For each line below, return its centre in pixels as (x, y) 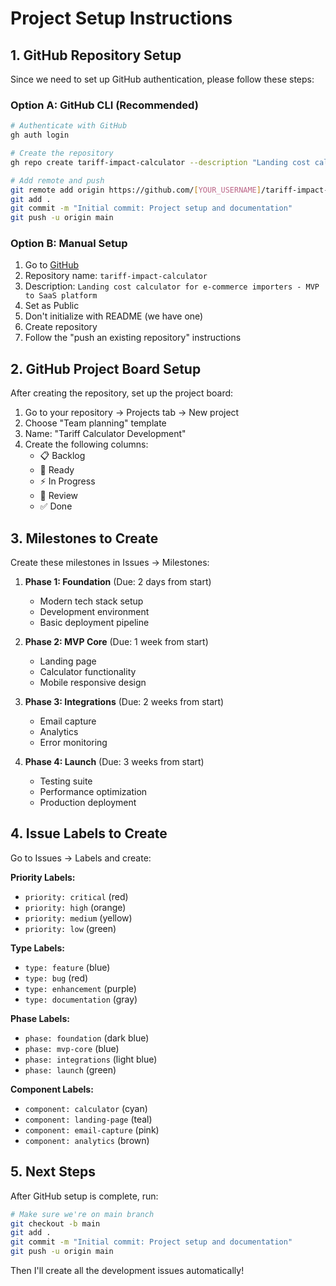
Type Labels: (37, 948)
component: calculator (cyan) (86, 1108)
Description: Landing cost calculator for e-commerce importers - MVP (172, 286)
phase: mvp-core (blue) (72, 1048)
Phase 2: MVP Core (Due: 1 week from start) (116, 642)
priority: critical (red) (76, 896)
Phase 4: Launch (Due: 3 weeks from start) (114, 762)
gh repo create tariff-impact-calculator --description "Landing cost (160, 162)
